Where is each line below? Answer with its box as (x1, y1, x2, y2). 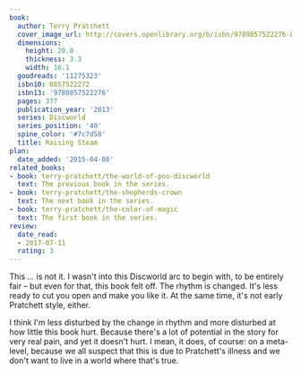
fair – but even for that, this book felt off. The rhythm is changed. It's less (9, 281, 279, 291)
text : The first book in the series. (17, 213, 159, 222)
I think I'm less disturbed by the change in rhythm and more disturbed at (9, 317, 276, 328)
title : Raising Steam (17, 138, 99, 147)
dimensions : (17, 38, 63, 48)
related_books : (9, 163, 66, 172)
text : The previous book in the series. (17, 180, 170, 189)
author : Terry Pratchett (17, 22, 110, 30)
